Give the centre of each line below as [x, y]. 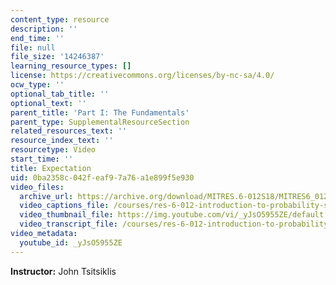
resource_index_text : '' [62, 141]
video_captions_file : [64, 206]
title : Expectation [51, 168]
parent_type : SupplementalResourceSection [100, 122]
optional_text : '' [48, 103]
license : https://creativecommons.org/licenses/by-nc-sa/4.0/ [142, 76]
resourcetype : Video [53, 150]
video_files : [37, 187]
